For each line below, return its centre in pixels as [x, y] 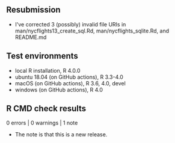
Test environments [42, 56]
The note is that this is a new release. [61, 135]
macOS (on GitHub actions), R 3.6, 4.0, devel [70, 83]
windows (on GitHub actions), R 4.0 [59, 90]
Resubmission [34, 10]
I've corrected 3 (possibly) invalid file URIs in [70, 24]
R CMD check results [46, 108]
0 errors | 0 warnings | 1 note [42, 123]
